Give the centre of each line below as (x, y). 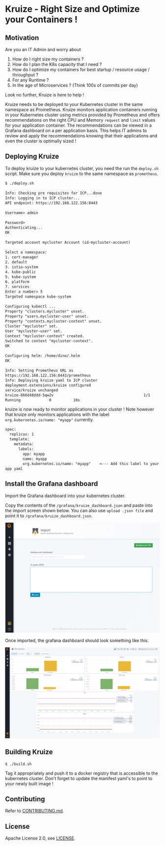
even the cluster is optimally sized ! (41, 141)
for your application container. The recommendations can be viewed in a (79, 125)
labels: (26, 449)
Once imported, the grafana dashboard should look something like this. (77, 641)
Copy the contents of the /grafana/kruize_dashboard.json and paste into (79, 505)
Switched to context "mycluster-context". (49, 341)
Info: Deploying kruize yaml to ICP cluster (51, 380)
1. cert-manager (22, 257)
